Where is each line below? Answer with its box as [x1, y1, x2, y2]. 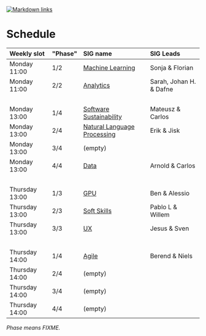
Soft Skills [83, 206, 112, 215]
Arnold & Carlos [150, 161, 196, 170]
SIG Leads [150, 49, 181, 58]
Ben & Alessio [150, 189, 190, 197]
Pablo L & [150, 203, 178, 211]
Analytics [83, 81, 110, 89]
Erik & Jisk [150, 126, 180, 135]
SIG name [83, 49, 112, 58]
